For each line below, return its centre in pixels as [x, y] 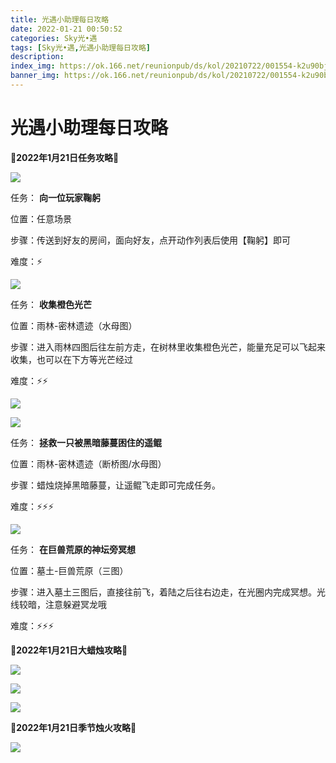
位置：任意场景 [41, 218]
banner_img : [35, 76]
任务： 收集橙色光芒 [51, 304]
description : [37, 57]
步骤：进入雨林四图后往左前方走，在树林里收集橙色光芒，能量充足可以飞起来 [168, 347]
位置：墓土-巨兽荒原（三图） [69, 570]
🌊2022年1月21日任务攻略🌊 [65, 157]
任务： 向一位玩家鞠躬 [55, 197]
